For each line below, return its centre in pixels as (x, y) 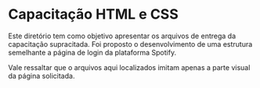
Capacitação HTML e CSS (93, 14)
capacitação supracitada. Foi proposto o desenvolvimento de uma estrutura (130, 44)
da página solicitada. (42, 76)
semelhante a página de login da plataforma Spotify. (92, 52)
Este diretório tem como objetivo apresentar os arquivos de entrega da (122, 36)
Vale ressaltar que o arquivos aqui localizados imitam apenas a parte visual (129, 67)
